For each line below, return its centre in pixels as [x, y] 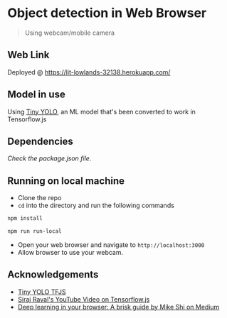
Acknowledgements [53, 275]
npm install [25, 219]
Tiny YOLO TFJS [42, 292]
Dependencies [40, 141]
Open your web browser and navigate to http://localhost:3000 [111, 245]
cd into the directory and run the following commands [96, 205]
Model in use [36, 95]
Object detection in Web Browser [107, 13]
